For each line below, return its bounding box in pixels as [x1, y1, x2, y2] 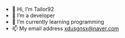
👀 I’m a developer [11, 12, 56, 19]
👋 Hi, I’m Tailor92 [11, 6, 54, 12]
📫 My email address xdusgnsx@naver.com [11, 25, 120, 32]
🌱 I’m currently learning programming [11, 18, 105, 25]
